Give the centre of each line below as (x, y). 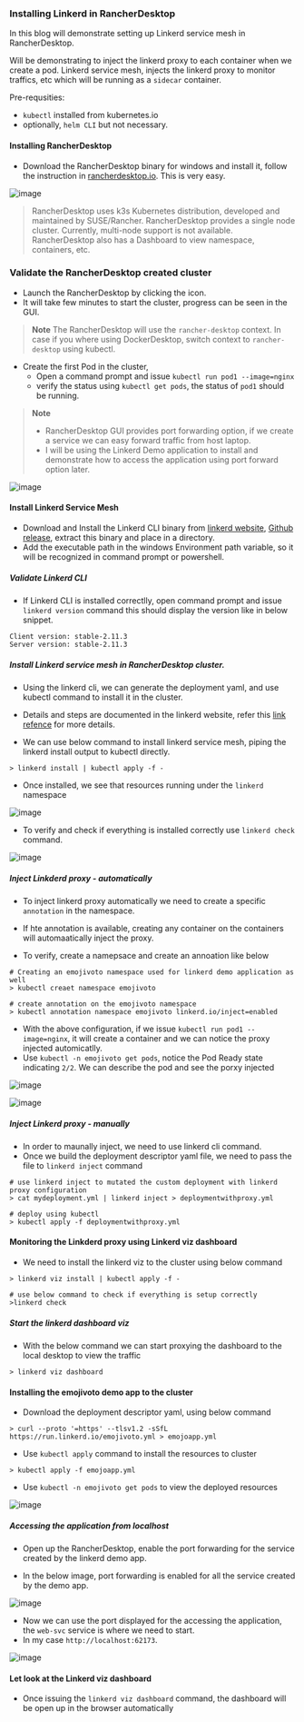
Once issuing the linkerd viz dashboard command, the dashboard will (154, 1698)
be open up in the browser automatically (98, 1708)
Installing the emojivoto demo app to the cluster (101, 1392)
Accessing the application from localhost (89, 1526)
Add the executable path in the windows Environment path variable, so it (158, 547)
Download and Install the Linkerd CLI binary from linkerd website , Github (158, 528)
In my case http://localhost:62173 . (90, 1640)
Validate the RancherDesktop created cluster (111, 273)
